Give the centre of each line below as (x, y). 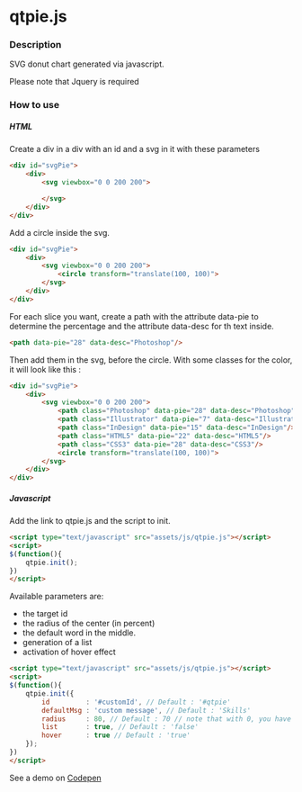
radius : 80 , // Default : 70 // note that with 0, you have (167, 719)
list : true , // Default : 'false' (120, 727)
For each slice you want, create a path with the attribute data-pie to (134, 316)
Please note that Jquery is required (74, 82)
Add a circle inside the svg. (60, 232)
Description (36, 45)
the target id (45, 614)
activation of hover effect (69, 652)
